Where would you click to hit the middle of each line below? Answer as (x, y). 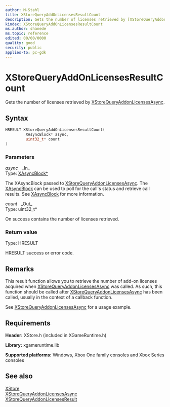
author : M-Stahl (22, 10)
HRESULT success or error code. (40, 253)
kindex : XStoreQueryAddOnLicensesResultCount (54, 24)
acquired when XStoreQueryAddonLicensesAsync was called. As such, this (84, 286)
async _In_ (18, 168)
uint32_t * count (42, 139)
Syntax (17, 118)
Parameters (20, 157)
